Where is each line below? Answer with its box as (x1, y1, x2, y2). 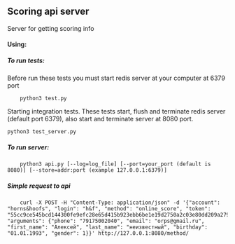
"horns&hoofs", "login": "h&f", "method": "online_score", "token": (7, 205, 211, 212)
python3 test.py (20, 95, 68, 102)
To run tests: (7, 56, 45, 65)
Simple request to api (7, 182, 71, 190)
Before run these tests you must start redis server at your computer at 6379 (7, 74, 226, 83)
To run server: (7, 143, 50, 151)
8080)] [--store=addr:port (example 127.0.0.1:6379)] (7, 167, 168, 174)
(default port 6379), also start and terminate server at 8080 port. (7, 115, 194, 123)
